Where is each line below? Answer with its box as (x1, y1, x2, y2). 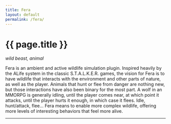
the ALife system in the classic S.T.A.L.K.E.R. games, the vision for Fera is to (5, 70, 165, 76)
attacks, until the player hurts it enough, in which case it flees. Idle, (5, 97, 146, 104)
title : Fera (5, 7, 31, 13)
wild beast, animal (5, 55, 44, 61)
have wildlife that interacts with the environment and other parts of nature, (5, 76, 161, 82)
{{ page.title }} (5, 38, 68, 50)
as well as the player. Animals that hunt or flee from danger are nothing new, (5, 81, 165, 88)
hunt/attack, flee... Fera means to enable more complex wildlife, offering (5, 103, 157, 109)
